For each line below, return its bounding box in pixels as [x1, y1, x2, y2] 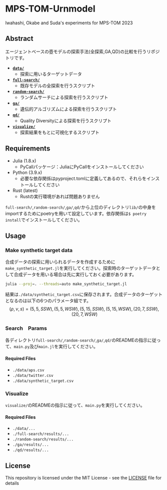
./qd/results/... [12, 448, 49, 453]
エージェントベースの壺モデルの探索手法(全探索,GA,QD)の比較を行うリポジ [5, 48, 160, 55]
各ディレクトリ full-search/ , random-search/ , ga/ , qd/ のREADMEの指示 [5, 337, 148, 344]
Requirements [5, 144, 50, 153]
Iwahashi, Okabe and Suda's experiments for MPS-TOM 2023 [5, 20, 133, 26]
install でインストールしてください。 [5, 217, 83, 223]
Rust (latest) [12, 187, 38, 193]
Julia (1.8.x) [12, 158, 37, 164]
